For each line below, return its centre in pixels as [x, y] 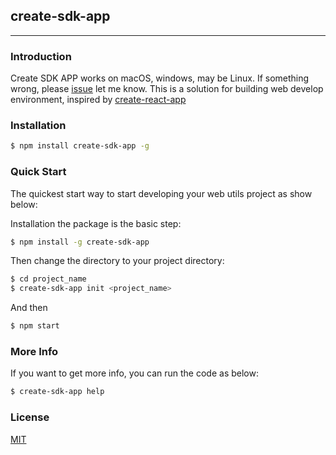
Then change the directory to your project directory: [117, 261]
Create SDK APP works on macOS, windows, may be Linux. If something [160, 78]
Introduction [41, 56]
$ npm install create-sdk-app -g [80, 146]
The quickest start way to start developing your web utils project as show [161, 193]
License [30, 417]
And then [29, 308]
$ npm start [35, 326]
